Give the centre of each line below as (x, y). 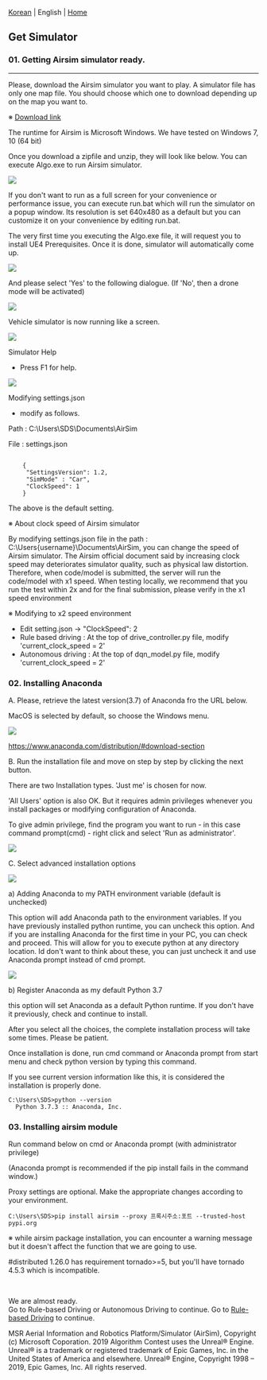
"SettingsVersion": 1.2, (67, 472)
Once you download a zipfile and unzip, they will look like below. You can (128, 156)
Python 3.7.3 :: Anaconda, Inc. (69, 1107)
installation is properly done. (55, 1085)
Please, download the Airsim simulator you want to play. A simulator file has (132, 84)
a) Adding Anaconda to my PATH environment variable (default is (114, 894)
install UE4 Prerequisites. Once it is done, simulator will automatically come (131, 244)
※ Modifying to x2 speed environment (70, 613)
